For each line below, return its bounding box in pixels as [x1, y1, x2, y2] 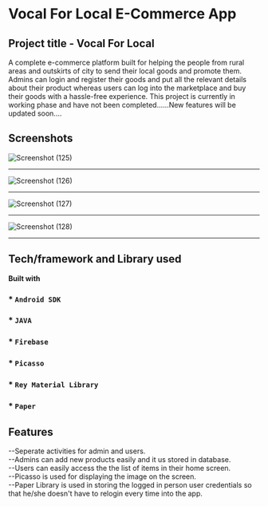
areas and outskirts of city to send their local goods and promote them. [8, 66, 242, 76]
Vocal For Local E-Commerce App [8, 5, 237, 23]
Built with [8, 273, 41, 283]
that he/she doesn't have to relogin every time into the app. [8, 488, 203, 498]
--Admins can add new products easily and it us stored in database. [8, 454, 231, 464]
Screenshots [8, 132, 73, 145]
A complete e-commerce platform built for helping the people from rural [8, 57, 245, 67]
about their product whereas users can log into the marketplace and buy [8, 83, 246, 93]
